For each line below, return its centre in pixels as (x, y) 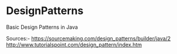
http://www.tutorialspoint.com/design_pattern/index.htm (74, 45)
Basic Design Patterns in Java (42, 27)
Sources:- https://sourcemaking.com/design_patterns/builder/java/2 (88, 38)
